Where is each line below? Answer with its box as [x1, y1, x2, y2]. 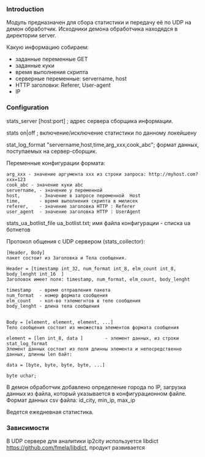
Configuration [6, 103, 49, 112]
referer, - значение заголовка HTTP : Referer [6, 203, 136, 209]
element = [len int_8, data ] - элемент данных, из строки [6, 335, 179, 341]
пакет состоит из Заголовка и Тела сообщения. [6, 255, 127, 261]
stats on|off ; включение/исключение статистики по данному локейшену [6, 129, 197, 136]
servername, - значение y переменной [6, 187, 103, 193]
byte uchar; [6, 373, 37, 379]
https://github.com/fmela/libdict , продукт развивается [6, 444, 145, 451]
